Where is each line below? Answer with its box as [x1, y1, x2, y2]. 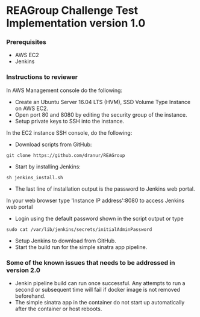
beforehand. [14, 292, 46, 300]
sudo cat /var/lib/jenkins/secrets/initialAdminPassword [6, 226, 152, 232]
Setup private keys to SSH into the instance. [14, 117, 125, 125]
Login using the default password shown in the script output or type [14, 215, 184, 222]
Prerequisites [6, 38, 46, 46]
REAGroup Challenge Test [6, 4, 139, 17]
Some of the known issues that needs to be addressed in [6, 258, 175, 266]
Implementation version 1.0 [6, 16, 146, 30]
